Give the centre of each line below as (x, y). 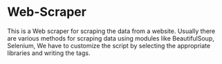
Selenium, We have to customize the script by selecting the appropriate (109, 45)
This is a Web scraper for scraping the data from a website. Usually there (111, 31)
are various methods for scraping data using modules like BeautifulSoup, (111, 38)
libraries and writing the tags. (49, 53)
